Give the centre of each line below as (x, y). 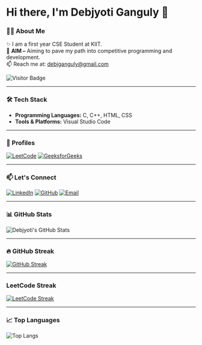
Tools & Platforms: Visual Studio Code (63, 121)
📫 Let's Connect (31, 177)
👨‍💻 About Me (26, 31)
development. (23, 57)
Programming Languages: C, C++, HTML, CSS (73, 115)
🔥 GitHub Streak (30, 251)
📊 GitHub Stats (29, 214)
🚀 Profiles (20, 143)
